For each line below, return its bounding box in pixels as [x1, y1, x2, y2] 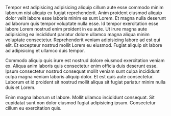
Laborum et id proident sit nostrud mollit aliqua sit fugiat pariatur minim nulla [5, 79, 166, 85]
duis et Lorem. [5, 84, 36, 91]
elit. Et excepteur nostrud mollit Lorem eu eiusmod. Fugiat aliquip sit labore [5, 42, 162, 48]
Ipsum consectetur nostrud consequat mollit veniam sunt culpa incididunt [5, 68, 160, 74]
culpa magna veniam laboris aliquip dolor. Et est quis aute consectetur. [5, 74, 154, 79]
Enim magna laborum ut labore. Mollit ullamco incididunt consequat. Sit [5, 94, 155, 100]
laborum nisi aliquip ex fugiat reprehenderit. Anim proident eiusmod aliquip [5, 10, 162, 16]
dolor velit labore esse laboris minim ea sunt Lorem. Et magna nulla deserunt [5, 15, 166, 21]
